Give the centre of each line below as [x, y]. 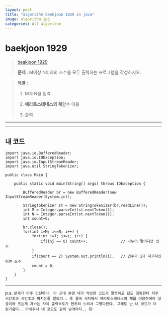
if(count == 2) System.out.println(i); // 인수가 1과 [88, 256]
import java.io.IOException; [35, 158]
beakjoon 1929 [33, 62]
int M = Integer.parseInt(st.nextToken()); [69, 210]
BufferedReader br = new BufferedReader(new [70, 192]
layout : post [19, 10]
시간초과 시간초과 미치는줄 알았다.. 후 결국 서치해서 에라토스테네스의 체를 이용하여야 [80, 299]
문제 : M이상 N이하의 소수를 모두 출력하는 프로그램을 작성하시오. [79, 72]
